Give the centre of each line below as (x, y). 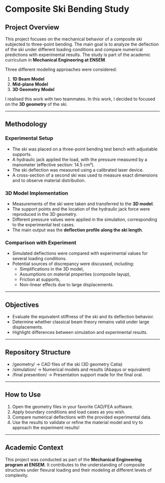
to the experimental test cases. (43, 224)
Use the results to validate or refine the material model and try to (78, 422)
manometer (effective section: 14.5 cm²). (53, 165)
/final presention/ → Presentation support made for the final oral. (78, 374)
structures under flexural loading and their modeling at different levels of (79, 470)
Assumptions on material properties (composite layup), (75, 274)
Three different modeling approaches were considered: (61, 69)
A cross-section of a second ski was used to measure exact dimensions (85, 175)
